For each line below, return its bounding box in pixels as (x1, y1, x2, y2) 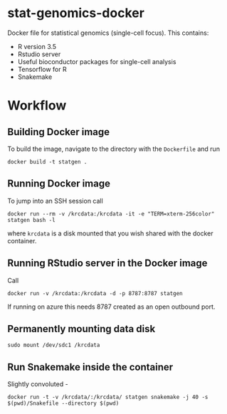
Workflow (7, 97, 67, 114)
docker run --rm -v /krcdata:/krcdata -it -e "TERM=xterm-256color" (7, 210, 215, 218)
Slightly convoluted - (7, 380, 69, 388)
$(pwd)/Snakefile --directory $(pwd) (7, 400, 120, 407)
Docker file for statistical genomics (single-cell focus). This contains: (7, 28, 209, 37)
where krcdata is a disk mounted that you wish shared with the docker (7, 229, 213, 238)
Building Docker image (7, 126, 110, 138)
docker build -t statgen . (7, 158, 88, 165)
